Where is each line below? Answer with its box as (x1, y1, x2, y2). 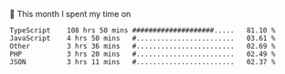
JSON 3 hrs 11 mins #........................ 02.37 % (9, 58, 276, 67)
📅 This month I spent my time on (9, 9, 132, 19)
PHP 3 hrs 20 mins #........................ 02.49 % (9, 50, 276, 59)
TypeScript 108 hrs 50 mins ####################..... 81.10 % (9, 26, 276, 35)
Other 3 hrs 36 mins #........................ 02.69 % (9, 42, 276, 51)
